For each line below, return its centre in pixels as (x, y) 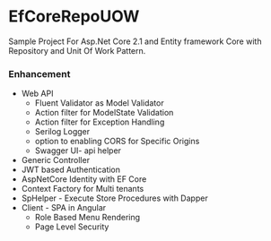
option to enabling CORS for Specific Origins (117, 142)
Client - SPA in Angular (64, 208)
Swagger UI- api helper (78, 151)
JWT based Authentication (71, 170)
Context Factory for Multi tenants (83, 189)
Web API (37, 94)
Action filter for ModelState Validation (104, 113)
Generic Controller (56, 160)
